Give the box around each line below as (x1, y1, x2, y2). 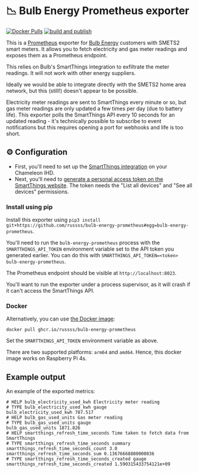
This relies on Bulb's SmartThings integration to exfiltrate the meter (6, 63, 170, 70)
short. (6, 130, 21, 137)
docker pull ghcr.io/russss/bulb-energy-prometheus (6, 327, 136, 333)
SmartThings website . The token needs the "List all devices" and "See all (14, 182, 193, 189)
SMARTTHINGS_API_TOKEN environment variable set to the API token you (6, 245, 174, 252)
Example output (6, 372, 66, 382)
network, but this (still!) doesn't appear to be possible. (6, 87, 138, 94)
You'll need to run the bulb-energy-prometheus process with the (6, 239, 160, 247)
